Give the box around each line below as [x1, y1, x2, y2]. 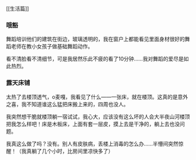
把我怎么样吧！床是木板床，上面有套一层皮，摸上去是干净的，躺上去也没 [6, 120, 180, 127]
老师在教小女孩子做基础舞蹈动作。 [10, 43, 93, 50]
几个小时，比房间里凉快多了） [41, 147, 114, 154]
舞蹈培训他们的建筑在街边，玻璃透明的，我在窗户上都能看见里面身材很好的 [6, 36, 185, 43]
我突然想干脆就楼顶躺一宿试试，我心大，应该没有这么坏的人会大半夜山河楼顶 [6, 113, 190, 120]
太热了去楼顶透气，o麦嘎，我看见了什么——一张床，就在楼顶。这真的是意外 [6, 93, 188, 100]
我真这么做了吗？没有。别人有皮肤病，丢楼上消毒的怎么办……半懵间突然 [6, 140, 179, 147]
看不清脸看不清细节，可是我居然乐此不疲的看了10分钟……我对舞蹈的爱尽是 [6, 55, 184, 63]
